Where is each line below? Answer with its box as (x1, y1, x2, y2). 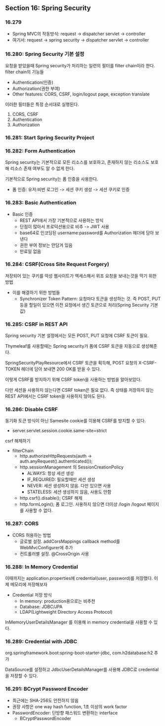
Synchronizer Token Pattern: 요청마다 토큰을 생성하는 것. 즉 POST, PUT (19, 296, 161, 302)
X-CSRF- (138, 360, 157, 366)
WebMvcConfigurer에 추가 (19, 544, 73, 550)
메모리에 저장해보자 (10, 581, 48, 587)
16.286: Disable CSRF (5, 406, 58, 413)
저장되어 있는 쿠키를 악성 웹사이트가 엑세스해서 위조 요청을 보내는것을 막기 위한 (5, 272, 157, 279)
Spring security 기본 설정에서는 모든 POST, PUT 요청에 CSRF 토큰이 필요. (5, 333, 149, 339)
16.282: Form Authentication (5, 147, 76, 154)
